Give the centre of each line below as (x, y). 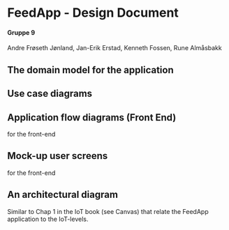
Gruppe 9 (21, 32)
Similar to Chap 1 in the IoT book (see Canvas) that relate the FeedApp (108, 211)
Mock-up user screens (58, 156)
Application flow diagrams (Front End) (92, 117)
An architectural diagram (63, 195)
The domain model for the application (90, 70)
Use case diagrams (50, 94)
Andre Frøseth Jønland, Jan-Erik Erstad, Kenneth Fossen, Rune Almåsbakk (114, 48)
